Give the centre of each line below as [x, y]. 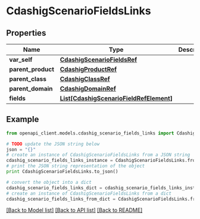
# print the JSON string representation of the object [76, 166]
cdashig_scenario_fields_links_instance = [60, 161]
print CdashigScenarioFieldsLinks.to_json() [62, 172]
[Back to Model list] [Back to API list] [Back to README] [74, 210]
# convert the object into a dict [49, 182]
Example [23, 119]
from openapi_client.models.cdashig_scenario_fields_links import [90, 133]
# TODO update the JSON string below [53, 144]
